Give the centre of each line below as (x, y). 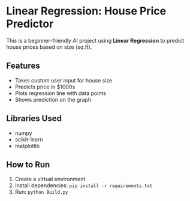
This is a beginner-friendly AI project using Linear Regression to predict (95, 40)
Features (23, 66)
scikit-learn (29, 139)
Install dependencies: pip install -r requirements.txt (84, 185)
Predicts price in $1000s (45, 87)
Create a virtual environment (50, 179)
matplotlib (27, 146)
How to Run (28, 165)
